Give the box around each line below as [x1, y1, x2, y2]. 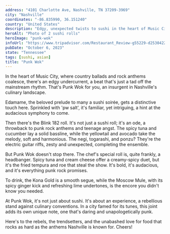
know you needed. [5, 188, 44, 194]
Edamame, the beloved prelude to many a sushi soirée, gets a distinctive [5, 99, 156, 106]
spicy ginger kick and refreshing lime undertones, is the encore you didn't [5, 183, 159, 189]
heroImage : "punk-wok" [5, 36, 53, 41]
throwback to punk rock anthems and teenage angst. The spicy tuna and [5, 125, 157, 131]
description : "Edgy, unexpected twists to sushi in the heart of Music [5, 26, 159, 31]
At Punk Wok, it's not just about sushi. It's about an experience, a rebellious [5, 198, 163, 204]
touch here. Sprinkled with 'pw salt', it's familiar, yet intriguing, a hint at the [5, 105, 161, 111]
